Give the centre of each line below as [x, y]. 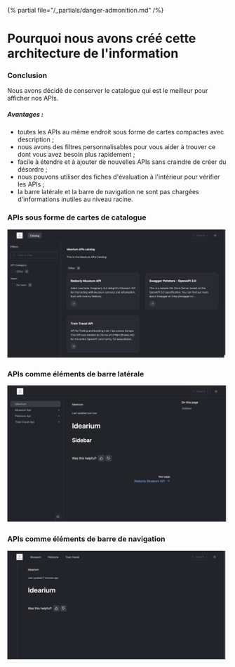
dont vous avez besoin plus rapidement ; [76, 155]
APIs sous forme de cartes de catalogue [77, 217]
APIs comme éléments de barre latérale [76, 374]
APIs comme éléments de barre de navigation [86, 539]
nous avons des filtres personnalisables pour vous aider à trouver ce [116, 147]
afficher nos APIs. [33, 99]
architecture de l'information [93, 54]
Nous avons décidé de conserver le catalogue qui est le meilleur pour [108, 91]
